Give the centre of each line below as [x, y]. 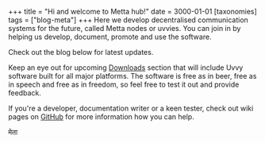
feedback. [25, 93]
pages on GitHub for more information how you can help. [101, 117]
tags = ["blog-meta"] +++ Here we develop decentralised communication [128, 20]
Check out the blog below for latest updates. [81, 52]
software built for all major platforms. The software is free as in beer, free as [132, 76]
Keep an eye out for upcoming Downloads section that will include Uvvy [126, 68]
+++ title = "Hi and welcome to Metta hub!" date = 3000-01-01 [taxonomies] [133, 12]
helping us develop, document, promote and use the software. [110, 37]
